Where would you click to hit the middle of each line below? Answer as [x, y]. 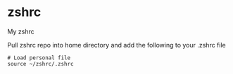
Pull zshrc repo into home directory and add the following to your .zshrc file [117, 45]
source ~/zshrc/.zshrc [40, 64]
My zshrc [21, 31]
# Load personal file [39, 58]
